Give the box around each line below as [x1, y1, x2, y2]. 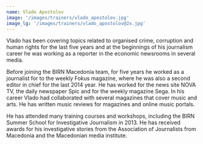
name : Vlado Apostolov [6, 9, 64, 15]
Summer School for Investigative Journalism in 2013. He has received [6, 119, 181, 126]
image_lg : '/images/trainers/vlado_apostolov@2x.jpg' [6, 20, 146, 26]
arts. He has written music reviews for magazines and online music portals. [6, 101, 195, 108]
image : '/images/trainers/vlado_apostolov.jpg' [6, 15, 130, 21]
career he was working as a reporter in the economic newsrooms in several [6, 50, 196, 57]
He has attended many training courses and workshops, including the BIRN [6, 112, 195, 120]
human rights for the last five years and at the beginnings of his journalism [6, 43, 193, 51]
